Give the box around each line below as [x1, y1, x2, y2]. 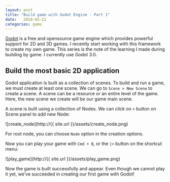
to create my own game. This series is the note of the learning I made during [5, 46, 165, 52]
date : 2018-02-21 [5, 17, 47, 22]
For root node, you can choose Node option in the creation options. [5, 131, 144, 137]
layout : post [5, 7, 33, 13]
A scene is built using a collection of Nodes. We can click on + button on [5, 106, 156, 112]
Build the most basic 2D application [5, 66, 120, 75]
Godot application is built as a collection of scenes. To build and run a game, [5, 80, 165, 86]
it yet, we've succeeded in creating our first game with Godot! [5, 171, 134, 177]
